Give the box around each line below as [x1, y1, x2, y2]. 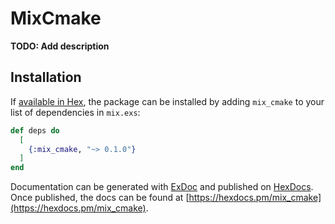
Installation [10, 69, 82, 86]
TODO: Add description [10, 40, 110, 52]
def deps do [10, 125, 60, 136]
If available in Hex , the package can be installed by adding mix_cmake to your [10, 95, 325, 107]
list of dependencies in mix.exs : [10, 106, 141, 118]
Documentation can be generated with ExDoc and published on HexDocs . [10, 181, 314, 193]
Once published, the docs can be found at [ [10, 192, 190, 204]
